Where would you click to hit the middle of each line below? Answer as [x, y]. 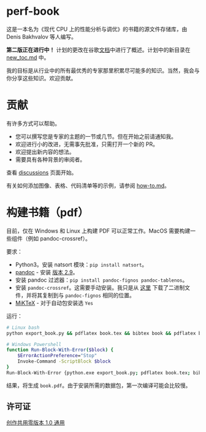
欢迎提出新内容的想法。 [45, 152]
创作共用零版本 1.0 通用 [36, 422]
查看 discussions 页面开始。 [42, 172]
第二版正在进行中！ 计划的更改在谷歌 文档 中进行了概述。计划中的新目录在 [98, 50]
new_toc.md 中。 [28, 57]
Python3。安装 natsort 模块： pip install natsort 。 [81, 264]
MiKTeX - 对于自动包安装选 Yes [54, 303]
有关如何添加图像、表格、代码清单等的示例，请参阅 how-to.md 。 [88, 185]
